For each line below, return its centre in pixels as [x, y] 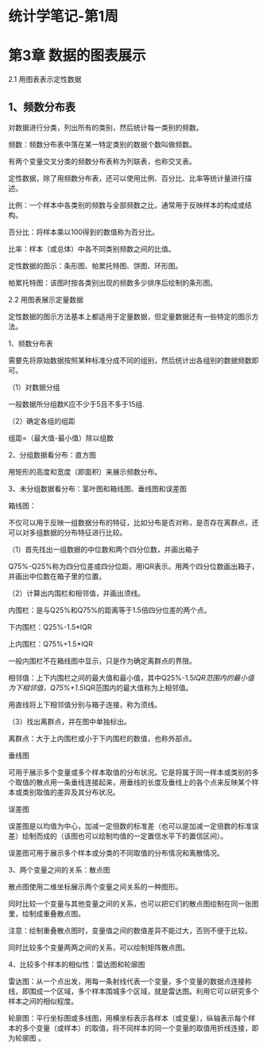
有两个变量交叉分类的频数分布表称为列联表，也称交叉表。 [102, 161]
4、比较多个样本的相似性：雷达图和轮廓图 [77, 964]
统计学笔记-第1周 [64, 16]
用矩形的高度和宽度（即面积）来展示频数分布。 [85, 471]
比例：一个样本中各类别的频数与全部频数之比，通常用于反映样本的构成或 [126, 205]
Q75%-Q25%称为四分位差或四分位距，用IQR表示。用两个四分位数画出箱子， [133, 566]
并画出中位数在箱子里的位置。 [57, 576]
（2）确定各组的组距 [42, 421]
